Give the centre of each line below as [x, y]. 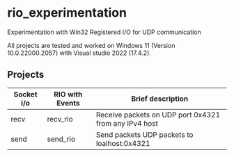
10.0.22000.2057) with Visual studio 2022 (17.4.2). [79, 53]
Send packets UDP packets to [145, 135]
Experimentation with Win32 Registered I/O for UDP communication [104, 32]
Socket [25, 94]
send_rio [61, 139]
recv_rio [60, 119]
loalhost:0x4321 [123, 143]
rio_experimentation [67, 13]
